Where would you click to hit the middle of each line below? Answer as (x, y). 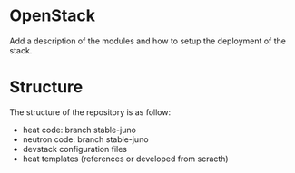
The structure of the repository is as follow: (90, 112)
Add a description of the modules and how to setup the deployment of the (148, 41)
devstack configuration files (74, 149)
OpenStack (53, 16)
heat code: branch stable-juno (79, 130)
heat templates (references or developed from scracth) (125, 159)
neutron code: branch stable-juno (85, 139)
